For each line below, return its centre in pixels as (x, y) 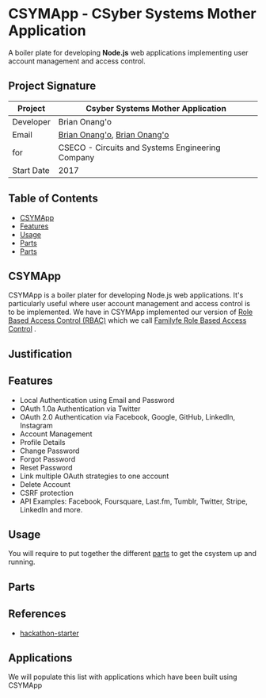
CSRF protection (46, 493)
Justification (40, 354)
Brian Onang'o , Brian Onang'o (114, 134)
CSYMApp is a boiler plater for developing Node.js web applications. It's (126, 295)
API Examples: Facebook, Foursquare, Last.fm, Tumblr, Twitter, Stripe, (133, 501)
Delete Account (45, 484)
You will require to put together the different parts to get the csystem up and (133, 554)
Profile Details (42, 442)
